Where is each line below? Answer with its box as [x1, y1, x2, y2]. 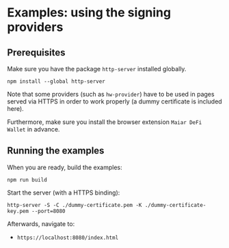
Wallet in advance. [7, 125, 60, 133]
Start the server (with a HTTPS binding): [7, 188, 120, 197]
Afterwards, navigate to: [7, 219, 75, 227]
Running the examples [7, 145, 105, 157]
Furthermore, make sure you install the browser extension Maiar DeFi [7, 118, 202, 126]
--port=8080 [31, 208, 66, 214]
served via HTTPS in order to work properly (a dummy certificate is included [7, 97, 222, 106]
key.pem [7, 208, 29, 214]
